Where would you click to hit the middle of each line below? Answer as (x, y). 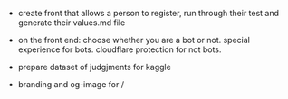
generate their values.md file (72, 22)
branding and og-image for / (71, 84)
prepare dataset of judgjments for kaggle (95, 67)
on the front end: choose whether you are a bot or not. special (134, 40)
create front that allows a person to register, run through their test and (148, 13)
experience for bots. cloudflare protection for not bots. (120, 49)
